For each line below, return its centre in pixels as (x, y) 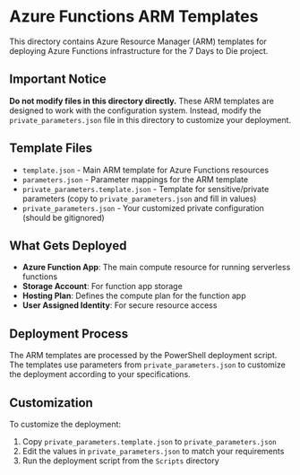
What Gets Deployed (68, 246)
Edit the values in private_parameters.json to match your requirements (153, 451)
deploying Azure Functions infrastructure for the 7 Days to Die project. (139, 50)
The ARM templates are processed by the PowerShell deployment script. (143, 356)
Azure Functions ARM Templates (134, 17)
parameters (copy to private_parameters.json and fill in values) (139, 198)
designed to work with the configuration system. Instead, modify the (135, 110)
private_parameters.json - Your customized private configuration (143, 207)
